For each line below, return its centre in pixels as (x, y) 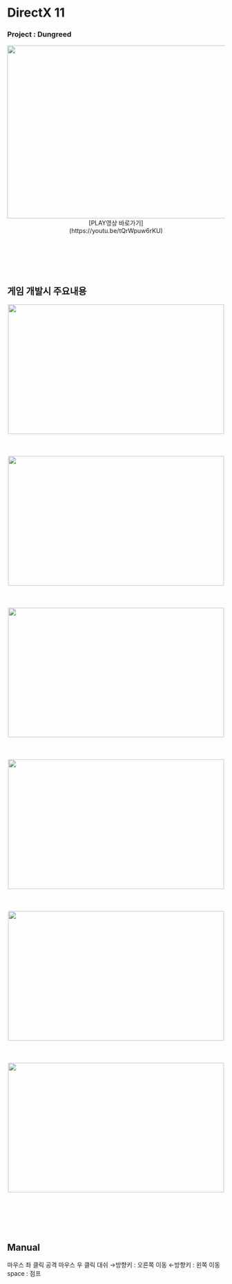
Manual (23, 1247)
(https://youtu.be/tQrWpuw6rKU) (116, 231)
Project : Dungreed (39, 35)
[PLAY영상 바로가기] (116, 223)
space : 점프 (24, 1274)
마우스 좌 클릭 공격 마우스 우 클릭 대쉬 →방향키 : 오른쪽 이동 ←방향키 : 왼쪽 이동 (114, 1265)
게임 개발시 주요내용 (47, 291)
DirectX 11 (36, 13)
